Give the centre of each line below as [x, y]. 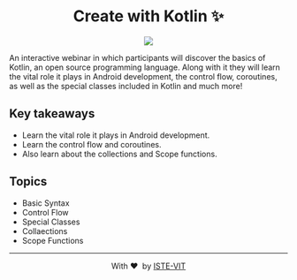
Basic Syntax [46, 203]
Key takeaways [52, 114]
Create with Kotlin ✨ [148, 16]
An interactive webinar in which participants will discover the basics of [137, 57]
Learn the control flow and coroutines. [91, 144]
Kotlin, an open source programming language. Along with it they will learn [145, 67]
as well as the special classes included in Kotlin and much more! [126, 86]
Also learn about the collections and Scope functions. [120, 154]
